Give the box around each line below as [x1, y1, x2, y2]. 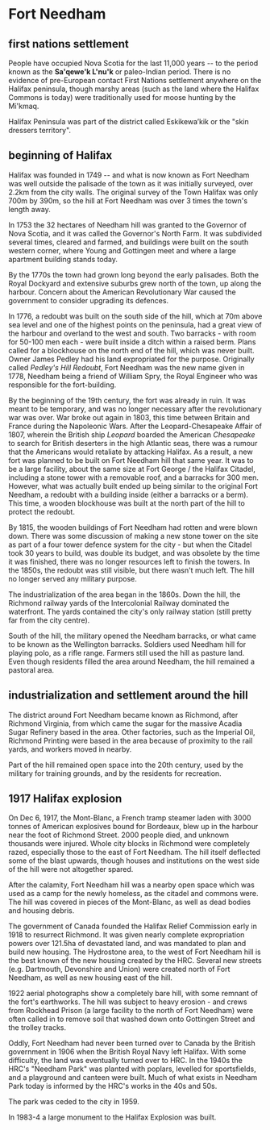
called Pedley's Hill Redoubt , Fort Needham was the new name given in [8, 362, 245, 372]
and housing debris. [8, 906, 75, 915]
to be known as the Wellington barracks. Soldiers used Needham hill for [8, 639, 247, 649]
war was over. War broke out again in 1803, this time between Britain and [8, 412, 251, 422]
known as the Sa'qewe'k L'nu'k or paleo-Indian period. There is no [8, 67, 231, 77]
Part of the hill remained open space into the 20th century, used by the [8, 760, 243, 769]
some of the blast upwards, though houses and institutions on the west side [8, 856, 260, 865]
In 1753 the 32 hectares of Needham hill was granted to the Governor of [8, 219, 247, 230]
